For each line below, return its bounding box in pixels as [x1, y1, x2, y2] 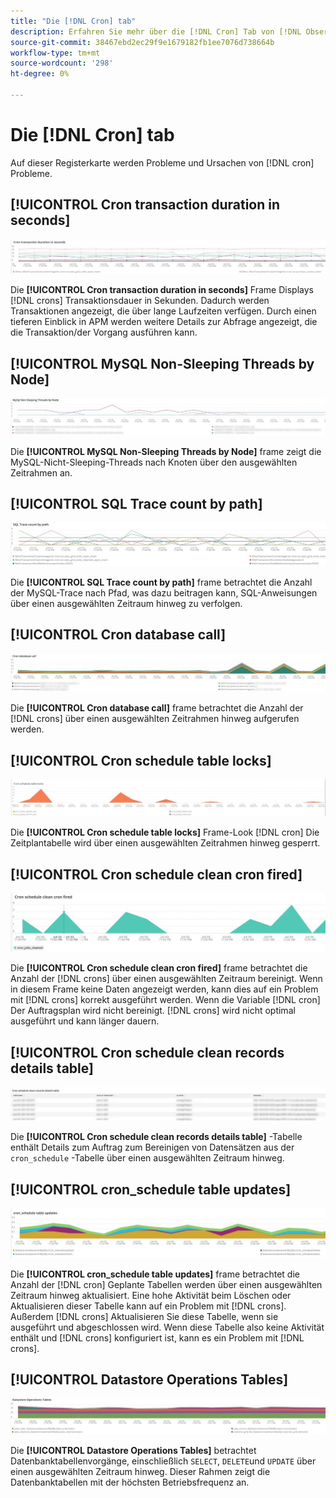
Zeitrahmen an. [10, 466, 73, 479]
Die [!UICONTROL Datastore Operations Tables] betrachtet [10, 1445, 257, 1457]
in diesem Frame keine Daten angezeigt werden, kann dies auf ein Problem [10, 983, 319, 995]
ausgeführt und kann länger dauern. [10, 1015, 160, 1027]
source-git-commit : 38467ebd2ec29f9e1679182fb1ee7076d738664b [10, 37, 275, 47]
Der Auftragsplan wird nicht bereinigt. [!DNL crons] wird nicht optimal [10, 1005, 296, 1017]
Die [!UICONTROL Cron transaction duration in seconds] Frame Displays [10, 284, 314, 296]
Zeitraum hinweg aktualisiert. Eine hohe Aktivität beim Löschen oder [10, 1289, 292, 1301]
